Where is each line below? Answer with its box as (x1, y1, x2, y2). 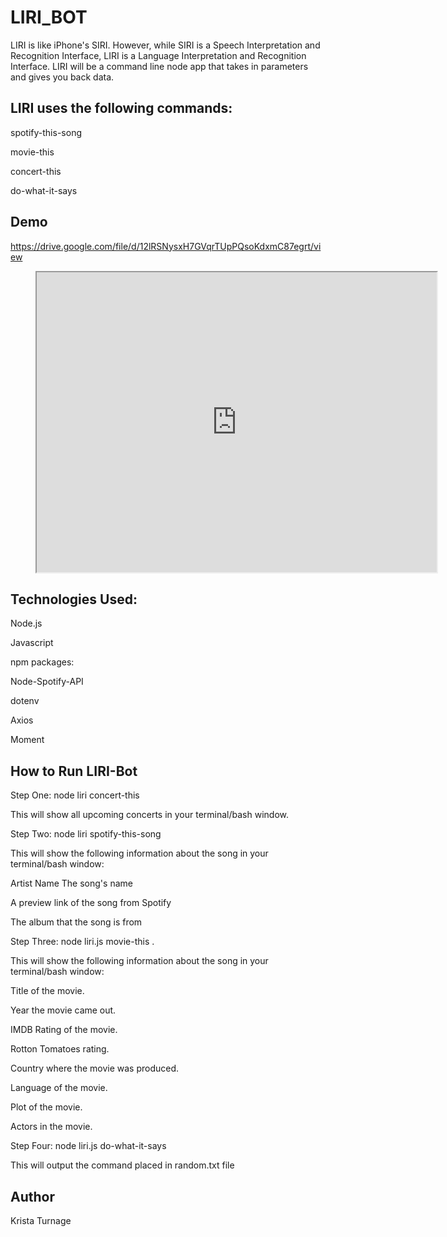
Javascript (10, 637, 54, 649)
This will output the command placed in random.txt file (10, 1159, 235, 1171)
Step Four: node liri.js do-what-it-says (10, 1140, 167, 1152)
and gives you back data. (10, 71, 115, 83)
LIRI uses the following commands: (10, 100, 233, 117)
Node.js (10, 617, 43, 630)
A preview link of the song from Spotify (10, 897, 172, 909)
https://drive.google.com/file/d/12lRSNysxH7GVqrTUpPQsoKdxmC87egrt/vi (10, 240, 322, 252)
